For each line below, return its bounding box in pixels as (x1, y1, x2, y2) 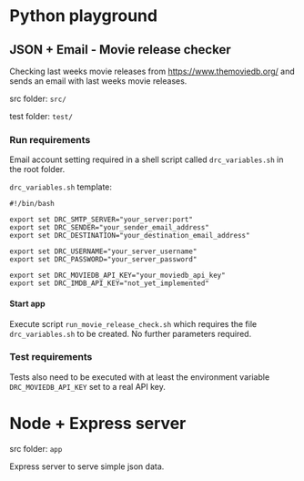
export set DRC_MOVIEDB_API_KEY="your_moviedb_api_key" (9, 271, 226, 281)
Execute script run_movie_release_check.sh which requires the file (9, 318, 258, 329)
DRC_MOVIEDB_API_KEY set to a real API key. (9, 381, 166, 392)
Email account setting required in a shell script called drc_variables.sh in (9, 154, 284, 165)
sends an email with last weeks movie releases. (9, 76, 187, 87)
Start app (9, 298, 46, 309)
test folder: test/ (9, 111, 73, 121)
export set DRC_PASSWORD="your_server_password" (9, 255, 198, 264)
